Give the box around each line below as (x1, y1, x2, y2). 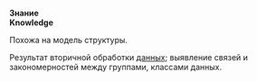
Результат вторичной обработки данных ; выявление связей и (9, 52, 249, 62)
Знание (9, 8, 39, 18)
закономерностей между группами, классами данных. (9, 62, 223, 72)
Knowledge (9, 17, 54, 28)
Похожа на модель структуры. (9, 35, 128, 45)
